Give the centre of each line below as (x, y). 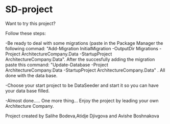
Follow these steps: (26, 33)
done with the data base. (31, 75)
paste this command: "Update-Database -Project (57, 65)
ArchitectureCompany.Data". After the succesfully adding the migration (80, 59)
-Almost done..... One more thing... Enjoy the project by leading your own (82, 101)
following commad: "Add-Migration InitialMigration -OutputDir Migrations (82, 48)
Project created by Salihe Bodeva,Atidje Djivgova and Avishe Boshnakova (82, 116)
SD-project (29, 9)
